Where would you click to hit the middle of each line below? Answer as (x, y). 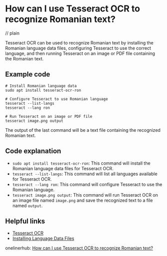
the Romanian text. (24, 58)
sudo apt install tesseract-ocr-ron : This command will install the (81, 163)
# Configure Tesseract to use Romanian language (57, 99)
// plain (12, 33)
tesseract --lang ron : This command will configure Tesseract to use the (87, 184)
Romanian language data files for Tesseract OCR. (63, 168)
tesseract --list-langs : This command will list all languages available (85, 174)
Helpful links (25, 221)
